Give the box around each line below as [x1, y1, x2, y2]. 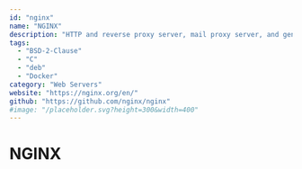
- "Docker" [17, 72, 58, 81]
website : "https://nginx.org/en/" [9, 88, 139, 97]
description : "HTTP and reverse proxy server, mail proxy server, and [9, 30, 280, 39]
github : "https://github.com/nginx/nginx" [9, 96, 171, 106]
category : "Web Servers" [9, 80, 102, 89]
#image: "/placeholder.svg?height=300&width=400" [9, 105, 200, 114]
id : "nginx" [9, 13, 54, 22]
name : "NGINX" [9, 22, 63, 31]
